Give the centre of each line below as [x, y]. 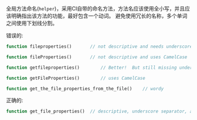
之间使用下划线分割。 [32, 23]
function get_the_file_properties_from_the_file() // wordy [85, 89]
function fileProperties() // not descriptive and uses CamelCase [97, 57]
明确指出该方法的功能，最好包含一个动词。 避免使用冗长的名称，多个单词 [99, 16]
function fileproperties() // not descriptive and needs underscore [99, 47]
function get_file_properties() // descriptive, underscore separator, [97, 112]
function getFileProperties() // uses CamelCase [76, 78]
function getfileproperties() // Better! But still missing [91, 68]
